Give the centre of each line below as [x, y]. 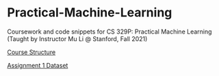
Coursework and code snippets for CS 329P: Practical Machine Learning [109, 31]
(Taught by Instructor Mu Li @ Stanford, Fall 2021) [77, 38]
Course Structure [31, 52]
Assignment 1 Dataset [38, 65]
